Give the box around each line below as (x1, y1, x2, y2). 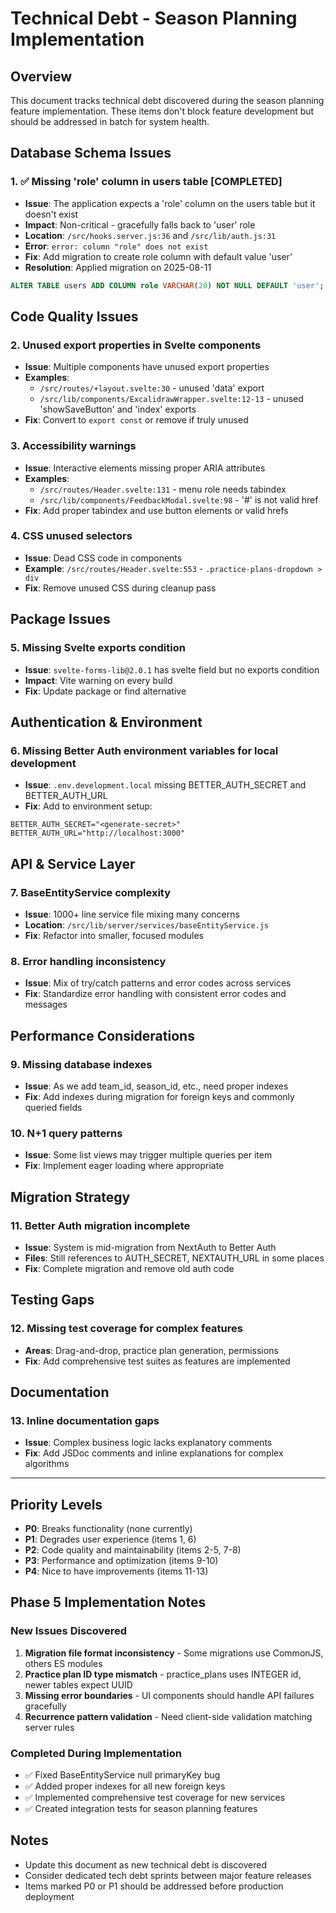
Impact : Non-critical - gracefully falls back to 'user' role (24, 218, 256, 231)
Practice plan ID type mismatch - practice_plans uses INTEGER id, (24, 1668, 302, 1680)
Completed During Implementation (10, 1746, 182, 1760)
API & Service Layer (10, 855, 136, 872)
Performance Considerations (10, 1027, 195, 1044)
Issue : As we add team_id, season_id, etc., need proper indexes (24, 1080, 289, 1092)
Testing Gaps (10, 1292, 95, 1309)
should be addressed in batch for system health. (10, 116, 210, 127)
